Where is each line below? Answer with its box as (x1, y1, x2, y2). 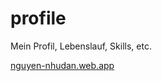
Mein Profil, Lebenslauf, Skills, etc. (10, 40, 152, 52)
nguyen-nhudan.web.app (10, 59, 115, 71)
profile (10, 7, 67, 30)
